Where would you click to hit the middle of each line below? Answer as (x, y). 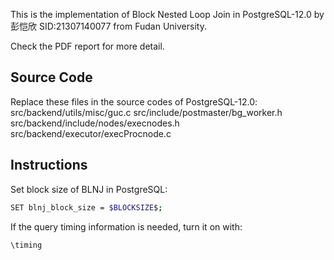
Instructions (49, 165)
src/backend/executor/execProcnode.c (91, 133)
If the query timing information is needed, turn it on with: (126, 226)
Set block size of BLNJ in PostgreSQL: (89, 189)
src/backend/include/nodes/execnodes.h (95, 123)
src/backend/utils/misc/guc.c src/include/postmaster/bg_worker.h (146, 112)
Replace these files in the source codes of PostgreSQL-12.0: (134, 101)
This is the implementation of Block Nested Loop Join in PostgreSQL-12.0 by (167, 14)
